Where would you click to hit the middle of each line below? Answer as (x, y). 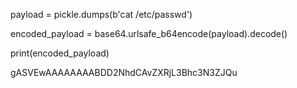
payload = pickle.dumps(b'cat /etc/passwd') (101, 14)
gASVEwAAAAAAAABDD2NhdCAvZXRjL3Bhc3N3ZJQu (124, 72)
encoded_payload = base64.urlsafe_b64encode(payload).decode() (149, 33)
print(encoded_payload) (60, 53)
